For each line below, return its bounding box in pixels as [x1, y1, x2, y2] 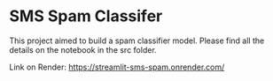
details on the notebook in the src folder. [9, 44, 157, 55]
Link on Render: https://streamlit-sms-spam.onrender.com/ [9, 62, 225, 72]
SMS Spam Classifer [9, 6, 163, 26]
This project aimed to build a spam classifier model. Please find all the [9, 35, 265, 46]
